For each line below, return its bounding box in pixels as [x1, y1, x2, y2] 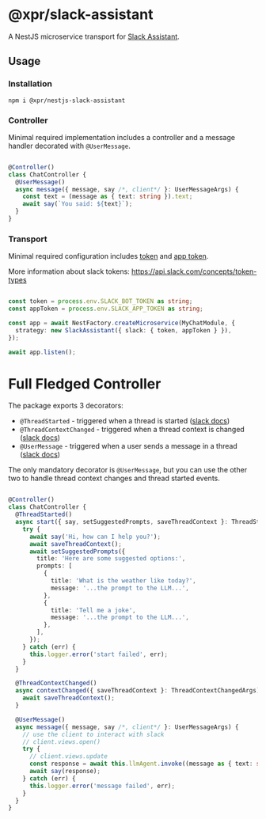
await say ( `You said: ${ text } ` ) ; [22, 200, 133, 208]
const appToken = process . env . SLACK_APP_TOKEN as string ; [8, 305, 203, 313]
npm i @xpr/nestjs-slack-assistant [8, 97, 126, 104]
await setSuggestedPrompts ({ [28, 548, 126, 555]
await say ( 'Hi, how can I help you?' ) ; [28, 533, 161, 540]
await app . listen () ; [8, 348, 77, 356]
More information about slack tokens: [8, 267, 131, 276]
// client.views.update [28, 753, 108, 760]
